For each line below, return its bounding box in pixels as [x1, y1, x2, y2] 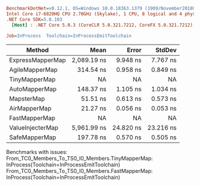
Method [26, 46, 49, 54]
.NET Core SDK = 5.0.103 [6, 16, 62, 23]
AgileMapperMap [9, 66, 58, 74]
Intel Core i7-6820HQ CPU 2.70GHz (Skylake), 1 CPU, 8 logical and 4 [6, 11, 183, 17]
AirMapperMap [9, 105, 52, 113]
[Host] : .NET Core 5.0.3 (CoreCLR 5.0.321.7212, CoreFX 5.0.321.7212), [11, 22, 196, 28]
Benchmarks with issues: [6, 149, 68, 156]
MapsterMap [9, 94, 45, 103]
